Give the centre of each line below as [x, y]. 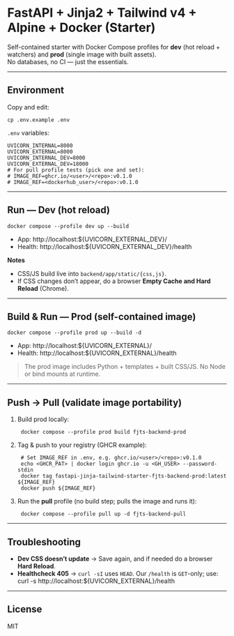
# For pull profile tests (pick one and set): [76, 170]
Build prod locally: [43, 419]
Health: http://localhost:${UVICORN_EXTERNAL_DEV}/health [104, 246]
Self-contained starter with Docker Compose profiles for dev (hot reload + [114, 47]
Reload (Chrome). [43, 288]
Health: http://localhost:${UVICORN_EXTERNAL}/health [97, 353]
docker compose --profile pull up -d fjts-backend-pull [103, 514]
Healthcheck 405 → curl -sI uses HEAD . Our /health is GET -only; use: [118, 574]
